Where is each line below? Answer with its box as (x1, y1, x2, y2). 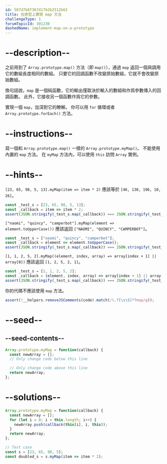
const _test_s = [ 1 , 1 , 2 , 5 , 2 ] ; (5, 269, 77, 274)
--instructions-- (5, 128, 73, 139)
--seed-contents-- (5, 334, 65, 343)
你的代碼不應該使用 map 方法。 (5, 287, 67, 294)
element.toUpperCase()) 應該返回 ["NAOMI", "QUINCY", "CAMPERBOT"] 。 (5, 226, 150, 232)
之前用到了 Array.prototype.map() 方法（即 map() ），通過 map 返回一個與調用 (5, 64, 161, 70)
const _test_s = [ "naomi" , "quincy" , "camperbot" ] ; (5, 235, 114, 240)
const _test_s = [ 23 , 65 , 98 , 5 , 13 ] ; (5, 202, 85, 207)
